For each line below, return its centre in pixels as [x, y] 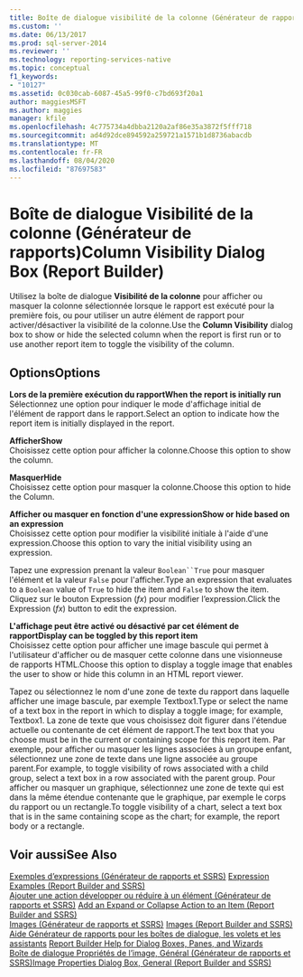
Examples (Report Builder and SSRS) [78, 886]
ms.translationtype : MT [54, 144]
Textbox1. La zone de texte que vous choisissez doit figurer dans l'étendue [148, 720]
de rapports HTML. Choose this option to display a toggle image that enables [151, 664]
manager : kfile [38, 118]
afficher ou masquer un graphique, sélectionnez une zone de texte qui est [147, 788]
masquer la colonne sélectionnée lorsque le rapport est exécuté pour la [142, 306]
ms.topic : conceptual [50, 69]
